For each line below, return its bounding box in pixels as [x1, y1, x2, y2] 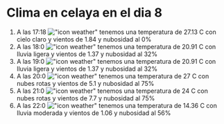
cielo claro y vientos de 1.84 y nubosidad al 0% [16, 35, 152, 43]
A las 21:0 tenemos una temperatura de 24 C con [16, 87, 209, 95]
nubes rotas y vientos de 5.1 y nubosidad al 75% [16, 79, 155, 87]
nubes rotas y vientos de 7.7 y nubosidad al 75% [16, 94, 155, 102]
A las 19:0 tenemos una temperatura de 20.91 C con [16, 57, 216, 65]
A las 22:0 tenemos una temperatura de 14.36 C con [16, 101, 218, 109]
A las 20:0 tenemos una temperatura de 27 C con [16, 71, 209, 80]
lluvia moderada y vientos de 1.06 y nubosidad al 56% [16, 109, 171, 117]
